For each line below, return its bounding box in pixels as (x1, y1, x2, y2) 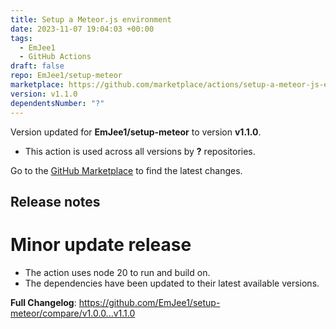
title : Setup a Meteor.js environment (10, 14, 172, 25)
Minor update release (10, 234, 192, 256)
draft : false (10, 61, 65, 71)
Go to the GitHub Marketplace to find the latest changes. (10, 164, 243, 176)
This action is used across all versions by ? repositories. (24, 145, 256, 157)
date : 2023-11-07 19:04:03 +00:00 (10, 24, 155, 34)
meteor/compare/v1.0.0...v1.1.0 (10, 307, 136, 319)
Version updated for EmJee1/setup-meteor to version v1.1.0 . (10, 126, 262, 138)
